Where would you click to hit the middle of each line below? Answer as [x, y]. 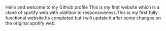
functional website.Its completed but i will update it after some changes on [83, 18]
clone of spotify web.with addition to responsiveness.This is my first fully [82, 12]
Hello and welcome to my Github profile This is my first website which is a [82, 7]
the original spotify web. [30, 23]
